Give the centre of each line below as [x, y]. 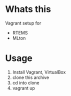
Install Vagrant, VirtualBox [39, 72]
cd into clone [26, 82]
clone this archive [30, 77]
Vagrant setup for [23, 23]
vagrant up [23, 88]
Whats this [28, 9]
